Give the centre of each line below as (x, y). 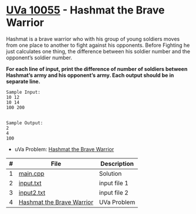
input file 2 (114, 192)
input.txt (30, 183)
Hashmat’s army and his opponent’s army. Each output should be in (90, 75)
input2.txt (32, 192)
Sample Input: (23, 92)
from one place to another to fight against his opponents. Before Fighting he (98, 45)
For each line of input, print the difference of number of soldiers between (97, 69)
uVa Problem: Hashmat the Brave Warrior (64, 149)
